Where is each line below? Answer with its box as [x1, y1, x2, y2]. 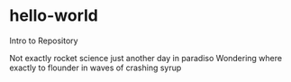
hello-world [9, 5, 99, 26]
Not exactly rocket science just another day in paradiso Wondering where [9, 52, 282, 63]
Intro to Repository [9, 35, 78, 46]
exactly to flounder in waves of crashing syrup [9, 62, 182, 73]
